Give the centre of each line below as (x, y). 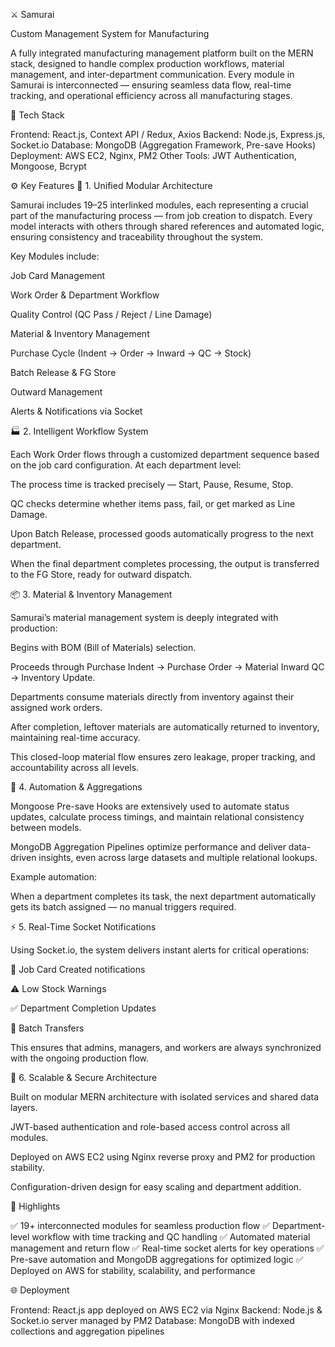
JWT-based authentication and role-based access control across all (150, 1127)
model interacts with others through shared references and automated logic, (167, 226)
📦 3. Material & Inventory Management (91, 594)
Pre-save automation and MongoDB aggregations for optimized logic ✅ (157, 1259)
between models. (46, 827)
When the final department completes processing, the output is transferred (165, 563)
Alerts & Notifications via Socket (76, 411)
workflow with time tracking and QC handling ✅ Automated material (171, 1237)
